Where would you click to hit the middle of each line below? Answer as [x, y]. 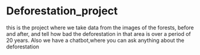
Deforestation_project [62, 11]
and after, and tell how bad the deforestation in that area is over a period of [99, 33]
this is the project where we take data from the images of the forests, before [100, 27]
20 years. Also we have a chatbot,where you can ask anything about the [95, 40]
